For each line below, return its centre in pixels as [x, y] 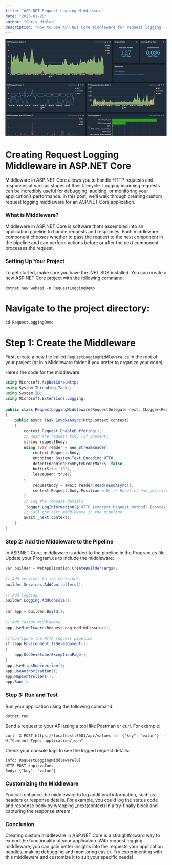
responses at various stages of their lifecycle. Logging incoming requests [83, 185]
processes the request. [30, 248]
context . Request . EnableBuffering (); [63, 431]
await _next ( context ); [48, 518]
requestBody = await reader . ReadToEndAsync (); [83, 485]
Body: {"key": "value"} [31, 771]
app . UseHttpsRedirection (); [35, 666]
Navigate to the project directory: [78, 308]
